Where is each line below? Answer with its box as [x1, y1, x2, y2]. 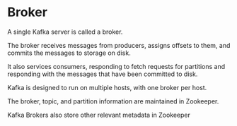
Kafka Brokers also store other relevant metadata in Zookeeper [7, 111, 191, 119]
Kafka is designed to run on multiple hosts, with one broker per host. [7, 83, 207, 92]
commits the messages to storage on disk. [7, 49, 131, 57]
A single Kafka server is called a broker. [7, 27, 123, 36]
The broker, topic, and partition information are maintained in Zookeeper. [7, 96, 219, 106]
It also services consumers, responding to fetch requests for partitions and [7, 62, 226, 70]
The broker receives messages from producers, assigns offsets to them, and [7, 41, 231, 49]
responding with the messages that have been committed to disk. [7, 70, 198, 78]
